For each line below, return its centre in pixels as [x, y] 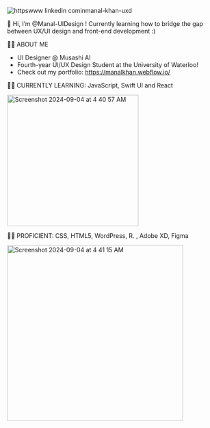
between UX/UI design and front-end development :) [81, 31]
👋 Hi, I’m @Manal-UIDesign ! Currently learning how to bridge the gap [105, 24]
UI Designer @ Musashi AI [54, 57]
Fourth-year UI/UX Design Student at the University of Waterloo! [107, 65]
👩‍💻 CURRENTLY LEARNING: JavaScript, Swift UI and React [90, 85]
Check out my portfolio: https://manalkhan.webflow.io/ [94, 72]
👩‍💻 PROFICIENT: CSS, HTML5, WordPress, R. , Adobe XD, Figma [98, 236]
